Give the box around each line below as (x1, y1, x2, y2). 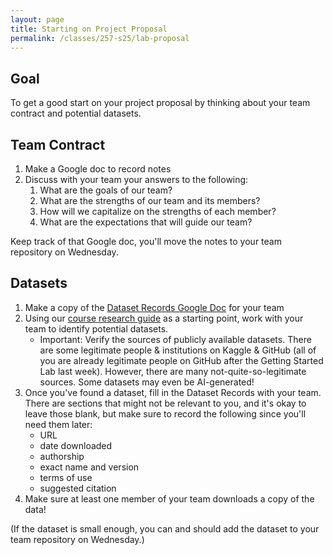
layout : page (10, 14, 65, 25)
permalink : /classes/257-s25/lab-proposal (10, 33, 190, 43)
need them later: (24, 418, 93, 430)
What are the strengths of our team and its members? (39, 195, 261, 206)
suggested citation (39, 482, 117, 494)
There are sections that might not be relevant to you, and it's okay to (24, 397, 307, 409)
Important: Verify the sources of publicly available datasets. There (39, 333, 312, 345)
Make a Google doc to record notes (24, 163, 172, 175)
